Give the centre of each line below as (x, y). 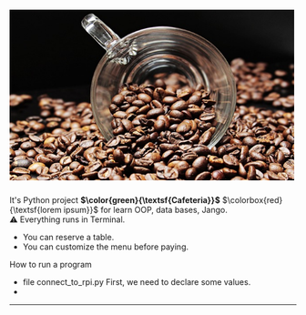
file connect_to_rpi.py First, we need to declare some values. (137, 281)
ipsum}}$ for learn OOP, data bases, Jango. (145, 209)
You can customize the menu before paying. (106, 247)
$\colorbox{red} (252, 199)
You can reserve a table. (68, 237)
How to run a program (51, 264)
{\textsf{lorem (36, 209)
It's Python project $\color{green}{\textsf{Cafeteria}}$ (115, 199)
